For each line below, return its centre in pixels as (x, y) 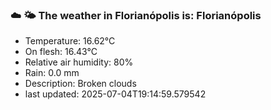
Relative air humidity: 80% (79, 62)
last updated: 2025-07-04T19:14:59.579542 (115, 94)
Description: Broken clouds (80, 84)
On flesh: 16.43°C (61, 52)
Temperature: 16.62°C (70, 41)
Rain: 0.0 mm (52, 73)
